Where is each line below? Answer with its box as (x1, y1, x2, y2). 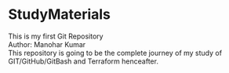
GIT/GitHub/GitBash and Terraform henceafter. (8, 57, 159, 66)
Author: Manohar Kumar (8, 39, 86, 49)
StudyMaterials (8, 5, 111, 24)
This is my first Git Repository (8, 31, 104, 41)
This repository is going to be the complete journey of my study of (8, 48, 222, 57)
